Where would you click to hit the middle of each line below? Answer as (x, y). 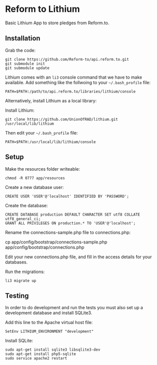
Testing (17, 296)
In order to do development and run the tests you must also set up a (74, 308)
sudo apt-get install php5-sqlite (41, 354)
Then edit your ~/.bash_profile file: (41, 133)
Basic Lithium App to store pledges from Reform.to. (57, 23)
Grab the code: (20, 50)
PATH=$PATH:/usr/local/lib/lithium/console (51, 142)
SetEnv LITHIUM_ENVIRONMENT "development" (49, 332)
